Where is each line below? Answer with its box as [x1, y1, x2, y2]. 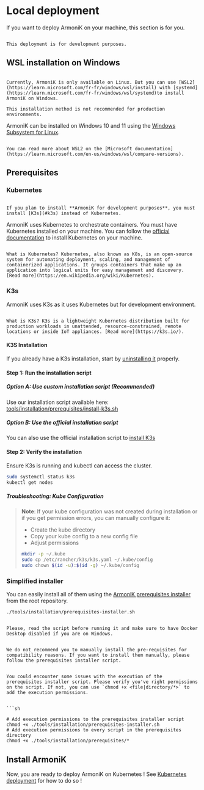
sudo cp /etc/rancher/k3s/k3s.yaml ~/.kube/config [21, 557, 153, 563]
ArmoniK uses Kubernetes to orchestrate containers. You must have [6, 221, 177, 229]
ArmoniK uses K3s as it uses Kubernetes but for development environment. [6, 301, 196, 308]
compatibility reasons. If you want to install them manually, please [6, 652, 190, 659]
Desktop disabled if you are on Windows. [6, 631, 114, 637]
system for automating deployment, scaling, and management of [6, 257, 171, 263]
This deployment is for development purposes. [6, 41, 127, 47]
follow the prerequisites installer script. [6, 657, 122, 664]
